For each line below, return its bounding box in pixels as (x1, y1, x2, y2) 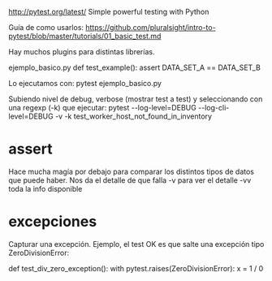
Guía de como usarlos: (8, 23, 84, 32)
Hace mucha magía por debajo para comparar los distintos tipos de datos (8, 166, 254, 176)
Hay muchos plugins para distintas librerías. (8, 47, 155, 56)
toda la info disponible (8, 184, 83, 193)
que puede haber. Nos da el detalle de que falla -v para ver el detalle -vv (8, 175, 252, 185)
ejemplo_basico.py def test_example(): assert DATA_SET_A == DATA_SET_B (8, 63, 261, 72)
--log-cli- (197, 103, 230, 112)
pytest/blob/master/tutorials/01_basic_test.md (8, 32, 162, 41)
